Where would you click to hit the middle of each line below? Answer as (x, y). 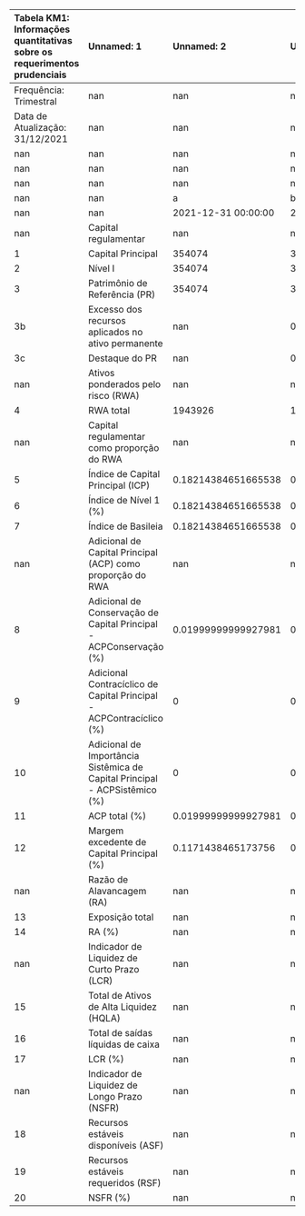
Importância (113, 756)
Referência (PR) (122, 294)
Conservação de (123, 613)
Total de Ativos (119, 996)
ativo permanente (125, 343)
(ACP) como (114, 564)
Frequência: (39, 90)
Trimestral (35, 101)
